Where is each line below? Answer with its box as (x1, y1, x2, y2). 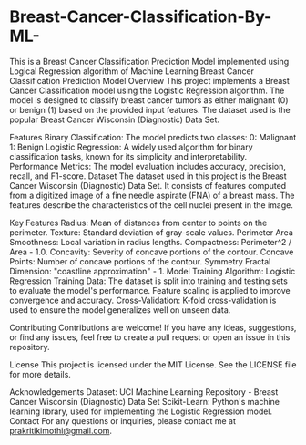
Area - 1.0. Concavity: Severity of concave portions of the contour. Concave (9, 246, 294, 257)
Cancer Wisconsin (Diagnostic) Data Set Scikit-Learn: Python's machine (9, 396, 280, 407)
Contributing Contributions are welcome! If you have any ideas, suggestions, (9, 322, 297, 333)
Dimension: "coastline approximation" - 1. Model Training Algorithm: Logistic (9, 265, 296, 276)
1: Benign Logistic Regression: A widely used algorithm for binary (9, 141, 253, 152)
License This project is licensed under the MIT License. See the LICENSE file (9, 358, 297, 370)
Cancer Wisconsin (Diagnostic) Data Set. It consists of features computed (9, 180, 287, 191)
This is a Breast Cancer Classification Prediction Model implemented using (9, 56, 290, 67)
